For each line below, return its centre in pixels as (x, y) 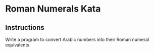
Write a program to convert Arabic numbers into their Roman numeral (77, 39)
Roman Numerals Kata (53, 9)
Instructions (25, 28)
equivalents (17, 45)
